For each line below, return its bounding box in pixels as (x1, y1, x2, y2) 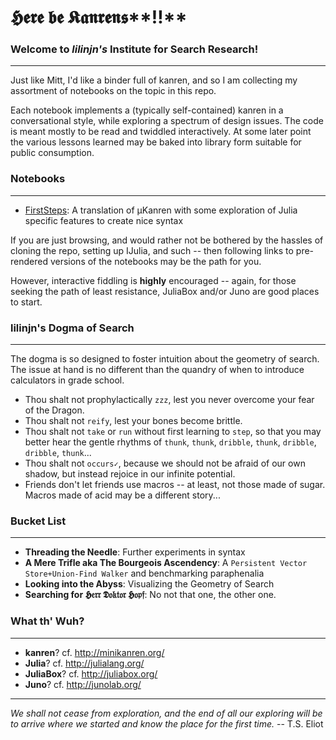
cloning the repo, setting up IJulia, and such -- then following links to (10, 244, 294, 256)
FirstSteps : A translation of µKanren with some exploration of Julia (24, 204, 298, 216)
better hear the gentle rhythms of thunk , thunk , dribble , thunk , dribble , (24, 436, 317, 448)
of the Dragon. (24, 404, 85, 416)
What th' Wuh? (10, 614, 85, 628)
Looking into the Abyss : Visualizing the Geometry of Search (24, 578, 275, 590)
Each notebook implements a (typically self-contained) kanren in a (10, 104, 284, 116)
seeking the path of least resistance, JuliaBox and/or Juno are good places (10, 285, 320, 297)
